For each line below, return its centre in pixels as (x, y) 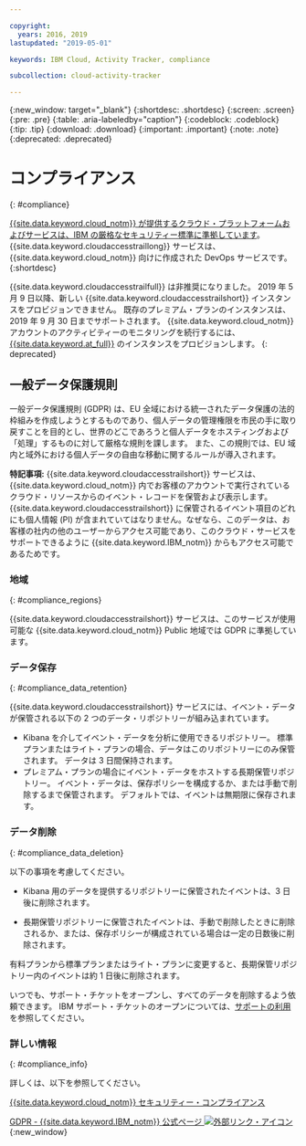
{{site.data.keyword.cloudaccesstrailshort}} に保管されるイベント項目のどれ (153, 508)
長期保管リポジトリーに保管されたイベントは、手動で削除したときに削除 (158, 921)
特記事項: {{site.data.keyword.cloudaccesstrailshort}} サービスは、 (135, 473)
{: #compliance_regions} (56, 600)
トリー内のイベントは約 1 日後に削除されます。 (97, 975)
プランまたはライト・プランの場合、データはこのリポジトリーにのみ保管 (158, 749)
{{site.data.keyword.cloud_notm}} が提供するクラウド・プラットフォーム (146, 224)
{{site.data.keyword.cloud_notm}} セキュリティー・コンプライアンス (137, 1102)
